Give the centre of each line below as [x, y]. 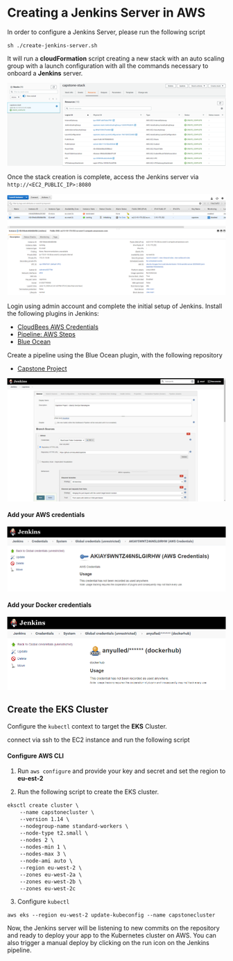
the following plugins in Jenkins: [53, 314]
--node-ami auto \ [46, 861]
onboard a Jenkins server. [45, 73]
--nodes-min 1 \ [43, 847]
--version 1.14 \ [45, 819]
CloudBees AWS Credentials [58, 327]
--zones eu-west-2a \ [51, 875]
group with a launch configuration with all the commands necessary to [108, 66]
